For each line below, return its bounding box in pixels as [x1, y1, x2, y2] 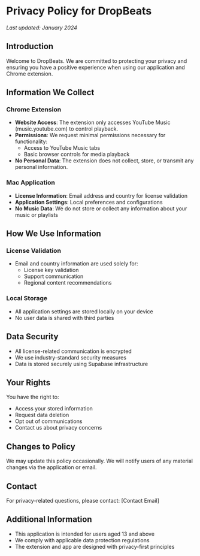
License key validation [23, 267, 79, 274]
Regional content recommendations [23, 279, 112, 286]
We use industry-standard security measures [14, 353, 127, 361]
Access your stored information [14, 405, 93, 412]
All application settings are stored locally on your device [14, 307, 154, 315]
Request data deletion [14, 412, 69, 419]
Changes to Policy [6, 442, 76, 452]
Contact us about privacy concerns [14, 424, 102, 431]
